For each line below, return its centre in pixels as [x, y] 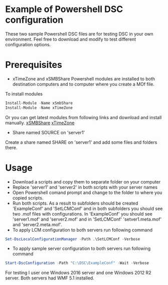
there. [11, 147]
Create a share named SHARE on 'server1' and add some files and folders [81, 142]
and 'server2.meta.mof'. [37, 224]
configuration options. [28, 44]
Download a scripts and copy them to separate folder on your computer [87, 181]
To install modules [24, 93]
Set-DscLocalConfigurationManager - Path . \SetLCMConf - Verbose [73, 239]
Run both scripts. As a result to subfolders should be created [75, 203]
